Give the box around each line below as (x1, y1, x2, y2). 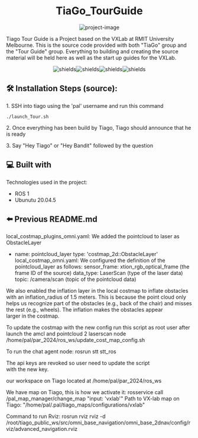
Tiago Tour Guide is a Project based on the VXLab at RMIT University (6, 35, 174, 42)
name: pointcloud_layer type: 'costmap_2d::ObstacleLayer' (14, 251, 158, 258)
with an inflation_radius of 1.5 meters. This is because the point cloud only (6, 293, 186, 300)
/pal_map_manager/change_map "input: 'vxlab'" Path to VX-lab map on (6, 395, 180, 402)
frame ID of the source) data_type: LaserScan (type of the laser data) (14, 270, 183, 277)
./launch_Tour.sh (6, 114, 49, 120)
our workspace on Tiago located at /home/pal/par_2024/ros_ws (6, 378, 162, 385)
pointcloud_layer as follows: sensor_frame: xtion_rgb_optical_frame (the (14, 263, 190, 270)
